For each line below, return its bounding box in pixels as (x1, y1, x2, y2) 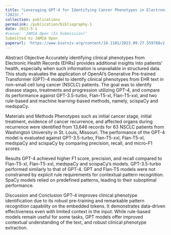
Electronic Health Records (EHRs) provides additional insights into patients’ (5, 60, 163, 66)
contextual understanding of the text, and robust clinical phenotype (5, 219, 147, 225)
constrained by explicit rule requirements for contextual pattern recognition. (5, 171, 164, 178)
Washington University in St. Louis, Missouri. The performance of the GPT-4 (5, 129, 165, 135)
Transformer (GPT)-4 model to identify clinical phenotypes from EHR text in (5, 76, 164, 82)
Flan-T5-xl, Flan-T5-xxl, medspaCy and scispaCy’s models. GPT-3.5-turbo (5, 161, 161, 167)
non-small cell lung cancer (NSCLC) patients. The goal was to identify (5, 81, 152, 87)
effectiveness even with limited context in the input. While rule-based (5, 208, 151, 214)
